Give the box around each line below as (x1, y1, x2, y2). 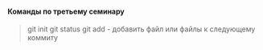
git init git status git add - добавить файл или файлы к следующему (27, 24, 256, 34)
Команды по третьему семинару (7, 6, 125, 16)
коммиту (27, 33, 58, 43)
